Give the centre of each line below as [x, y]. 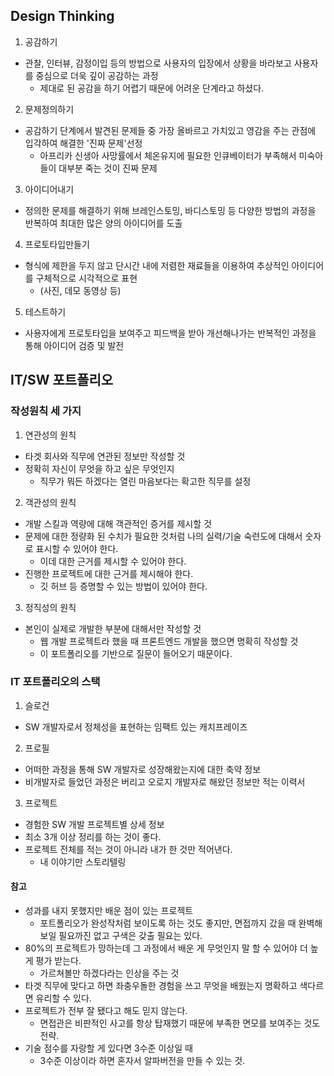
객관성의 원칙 [50, 502]
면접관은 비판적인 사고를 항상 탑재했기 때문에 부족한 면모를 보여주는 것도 [180, 1023]
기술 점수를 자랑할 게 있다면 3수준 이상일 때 [108, 1048]
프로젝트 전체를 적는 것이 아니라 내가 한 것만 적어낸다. [128, 849]
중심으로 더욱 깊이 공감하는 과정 [97, 75]
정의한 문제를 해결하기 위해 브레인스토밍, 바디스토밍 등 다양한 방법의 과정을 [170, 210]
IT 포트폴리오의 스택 [55, 682]
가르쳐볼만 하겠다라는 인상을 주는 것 [109, 973]
